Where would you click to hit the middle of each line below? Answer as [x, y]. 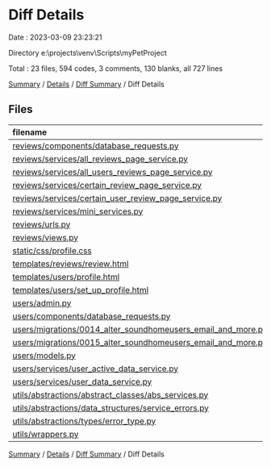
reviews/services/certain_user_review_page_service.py [117, 198]
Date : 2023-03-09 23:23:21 [55, 37]
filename [30, 132]
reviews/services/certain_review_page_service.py [107, 185]
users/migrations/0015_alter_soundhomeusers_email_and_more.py [140, 342]
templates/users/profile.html [66, 277]
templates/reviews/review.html [71, 264]
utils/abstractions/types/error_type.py [84, 421]
